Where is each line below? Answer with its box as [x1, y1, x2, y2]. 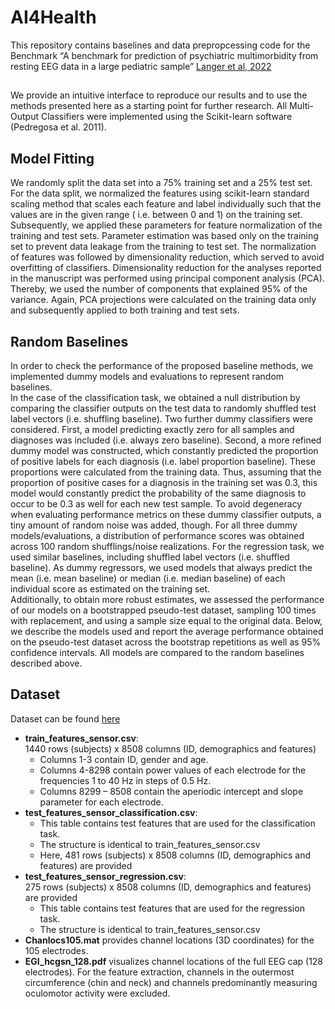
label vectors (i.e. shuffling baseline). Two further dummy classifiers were [10, 412, 313, 425]
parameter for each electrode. [39, 796, 164, 808]
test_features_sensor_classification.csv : [24, 806, 198, 818]
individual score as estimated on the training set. [10, 582, 211, 595]
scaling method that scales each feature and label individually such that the [10, 198, 322, 210]
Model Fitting [10, 150, 95, 167]
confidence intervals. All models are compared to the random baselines [10, 646, 305, 658]
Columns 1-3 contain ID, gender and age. [39, 753, 209, 765]
